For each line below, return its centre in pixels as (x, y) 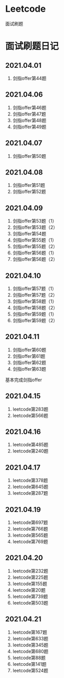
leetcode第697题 (30, 523)
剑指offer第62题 (29, 362)
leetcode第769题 (30, 542)
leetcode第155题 (30, 584)
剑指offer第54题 (29, 234)
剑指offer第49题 (29, 127)
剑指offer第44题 (29, 78)
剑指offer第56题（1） (35, 253)
